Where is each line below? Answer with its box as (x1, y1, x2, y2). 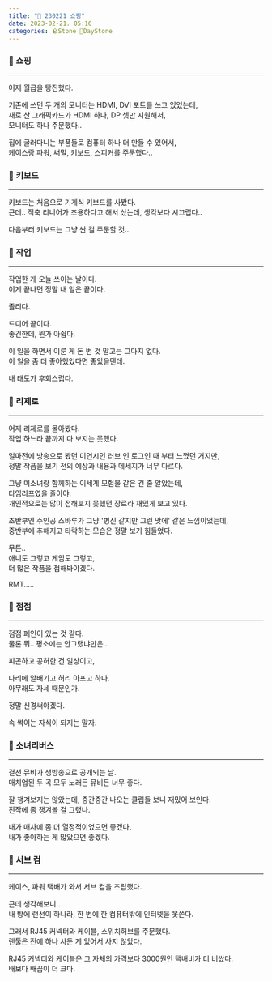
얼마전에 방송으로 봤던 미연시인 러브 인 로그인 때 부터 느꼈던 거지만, (8, 450, 220, 460)
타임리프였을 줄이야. (8, 488, 71, 498)
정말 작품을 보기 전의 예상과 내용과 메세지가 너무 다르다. (8, 461, 184, 471)
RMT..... (8, 579, 35, 589)
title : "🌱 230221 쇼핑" (8, 11, 85, 20)
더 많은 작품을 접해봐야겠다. (8, 563, 96, 573)
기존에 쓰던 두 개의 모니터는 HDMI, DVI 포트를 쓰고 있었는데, (8, 100, 198, 109)
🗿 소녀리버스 (8, 740, 54, 751)
